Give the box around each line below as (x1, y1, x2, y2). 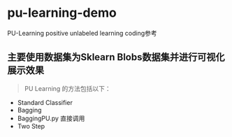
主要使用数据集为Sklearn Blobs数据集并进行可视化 (7, 51, 225, 64)
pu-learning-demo (7, 5, 117, 21)
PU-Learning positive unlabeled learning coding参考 (7, 29, 157, 37)
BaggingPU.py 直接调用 (17, 114, 85, 122)
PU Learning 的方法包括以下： (24, 84, 112, 92)
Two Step (17, 122, 45, 130)
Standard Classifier (17, 98, 73, 106)
